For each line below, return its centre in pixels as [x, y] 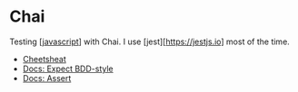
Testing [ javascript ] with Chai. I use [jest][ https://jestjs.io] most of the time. [150, 41]
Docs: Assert [47, 78]
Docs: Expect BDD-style [68, 69]
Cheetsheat [44, 59]
